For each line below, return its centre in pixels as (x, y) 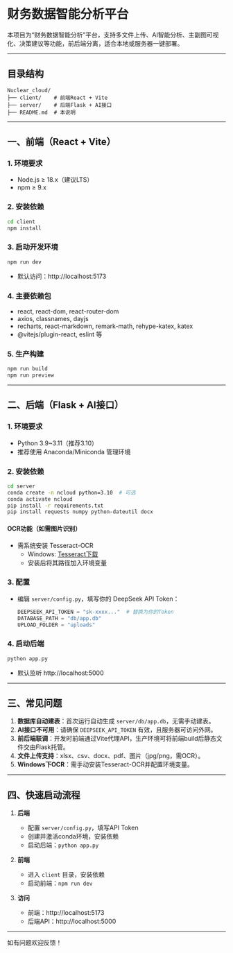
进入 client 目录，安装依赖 (66, 875)
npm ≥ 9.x (32, 187)
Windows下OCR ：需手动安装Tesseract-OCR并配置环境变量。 (105, 764)
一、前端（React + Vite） (62, 142)
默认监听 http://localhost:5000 (60, 673)
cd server (21, 486)
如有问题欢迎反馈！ (35, 943)
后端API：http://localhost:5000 (72, 921)
